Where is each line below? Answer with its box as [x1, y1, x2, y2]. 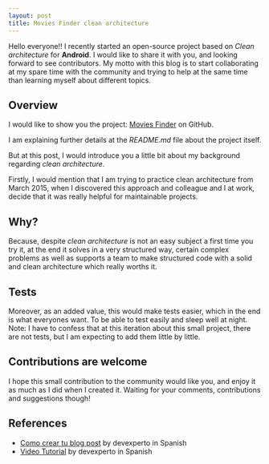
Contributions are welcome [8, 355, 148, 369]
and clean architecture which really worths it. [8, 262, 158, 272]
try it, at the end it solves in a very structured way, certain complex [8, 245, 230, 255]
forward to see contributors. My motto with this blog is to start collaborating [8, 58, 259, 68]
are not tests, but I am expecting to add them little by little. [8, 332, 201, 341]
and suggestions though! [8, 393, 91, 403]
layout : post [8, 11, 52, 20]
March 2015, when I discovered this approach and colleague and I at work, [8, 184, 255, 193]
